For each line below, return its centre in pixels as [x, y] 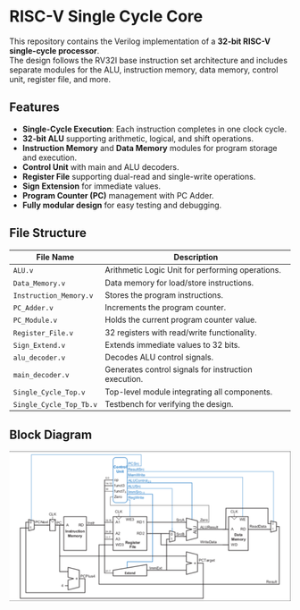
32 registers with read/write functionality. [181, 332]
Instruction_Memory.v [53, 296]
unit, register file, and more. [60, 79]
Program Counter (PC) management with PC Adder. [118, 195]
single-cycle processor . [54, 50]
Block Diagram [50, 434]
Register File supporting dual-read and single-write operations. [139, 176]
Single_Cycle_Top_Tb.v [55, 404]
